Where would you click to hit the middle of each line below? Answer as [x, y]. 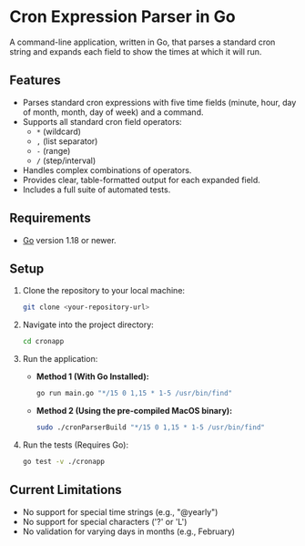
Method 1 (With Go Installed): [92, 376]
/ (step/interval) [66, 160]
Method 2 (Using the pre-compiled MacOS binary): [134, 411]
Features [35, 81]
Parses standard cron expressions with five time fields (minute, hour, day [159, 102]
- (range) [53, 150]
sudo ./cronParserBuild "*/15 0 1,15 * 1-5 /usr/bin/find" [151, 428]
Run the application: [60, 359]
